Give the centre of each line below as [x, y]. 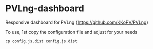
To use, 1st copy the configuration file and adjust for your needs [71, 32]
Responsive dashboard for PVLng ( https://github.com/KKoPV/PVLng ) [77, 22]
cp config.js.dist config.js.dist [42, 41]
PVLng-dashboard [45, 9]
